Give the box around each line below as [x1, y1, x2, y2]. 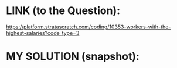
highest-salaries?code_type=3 [6, 29, 80, 36]
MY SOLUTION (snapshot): [6, 50, 139, 63]
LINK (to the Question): [6, 4, 121, 17]
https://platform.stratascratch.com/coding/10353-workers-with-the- [6, 23, 171, 30]
